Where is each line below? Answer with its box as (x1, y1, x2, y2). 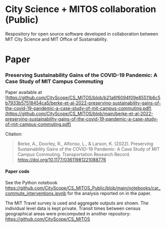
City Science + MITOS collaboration (5, 4, 156, 15)
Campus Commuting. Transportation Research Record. (17, 152, 130, 158)
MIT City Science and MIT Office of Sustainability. (5, 36, 108, 42)
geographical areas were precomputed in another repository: (5, 210, 131, 216)
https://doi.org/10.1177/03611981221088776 (17, 157, 106, 163)
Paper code (5, 168, 30, 174)
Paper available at (5, 89, 42, 95)
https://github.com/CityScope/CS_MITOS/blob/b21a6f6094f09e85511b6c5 (6, 94, 161, 101)
